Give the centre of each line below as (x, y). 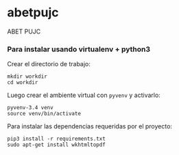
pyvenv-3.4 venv (30, 108)
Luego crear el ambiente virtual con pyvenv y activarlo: (84, 95)
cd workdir (23, 83)
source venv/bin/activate (44, 114)
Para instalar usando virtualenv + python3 (79, 49)
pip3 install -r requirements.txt (57, 139)
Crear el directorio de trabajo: (49, 64)
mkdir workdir (27, 76)
